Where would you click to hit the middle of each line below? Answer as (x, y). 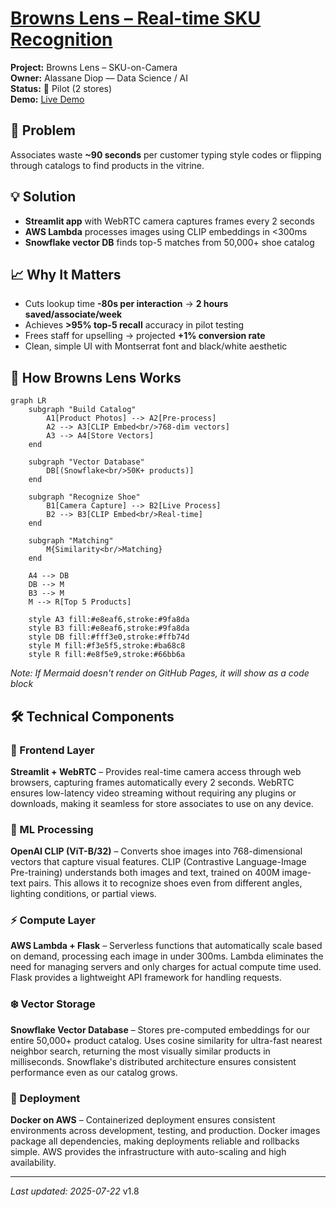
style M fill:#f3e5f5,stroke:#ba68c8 (107, 646)
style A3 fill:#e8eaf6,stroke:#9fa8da (109, 620)
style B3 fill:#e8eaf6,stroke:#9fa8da (109, 628)
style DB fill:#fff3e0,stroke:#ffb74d (109, 637)
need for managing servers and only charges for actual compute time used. (166, 967)
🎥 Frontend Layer (52, 750)
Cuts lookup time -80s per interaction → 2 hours (126, 304)
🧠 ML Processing (52, 829)
